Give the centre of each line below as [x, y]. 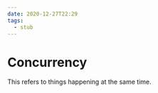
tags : [15, 21]
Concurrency [47, 62]
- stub [23, 27]
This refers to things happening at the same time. [79, 82]
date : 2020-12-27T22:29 [43, 14]
